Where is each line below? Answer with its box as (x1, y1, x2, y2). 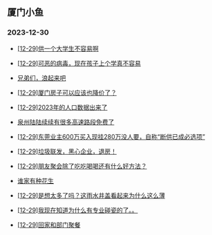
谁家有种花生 (17, 176, 54, 185)
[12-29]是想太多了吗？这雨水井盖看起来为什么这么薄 (17, 191, 166, 199)
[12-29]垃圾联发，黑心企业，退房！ (17, 147, 117, 156)
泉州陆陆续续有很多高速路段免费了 (17, 117, 115, 126)
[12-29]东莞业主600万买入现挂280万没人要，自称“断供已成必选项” (17, 132, 206, 140)
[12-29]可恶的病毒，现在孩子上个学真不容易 (17, 59, 142, 67)
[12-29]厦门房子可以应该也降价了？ (17, 88, 117, 97)
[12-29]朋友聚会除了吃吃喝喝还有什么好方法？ (17, 162, 147, 170)
